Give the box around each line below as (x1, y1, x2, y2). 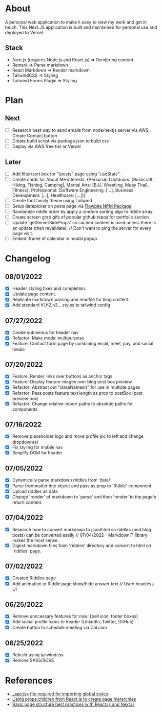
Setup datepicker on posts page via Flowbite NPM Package (12, 203, 132, 209)
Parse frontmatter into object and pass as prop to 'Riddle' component (12, 483, 152, 489)
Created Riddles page (12, 575, 56, 581)
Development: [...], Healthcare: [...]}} (12, 192, 86, 198)
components (12, 406, 38, 412)
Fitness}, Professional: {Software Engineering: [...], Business (12, 187, 134, 193)
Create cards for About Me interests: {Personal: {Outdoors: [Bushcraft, (12, 176, 154, 182)
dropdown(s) (12, 439, 39, 445)
